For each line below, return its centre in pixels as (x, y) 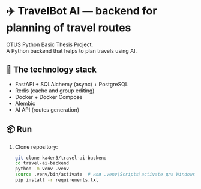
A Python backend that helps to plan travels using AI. (72, 50)
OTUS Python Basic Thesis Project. (49, 44)
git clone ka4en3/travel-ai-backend (61, 158)
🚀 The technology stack (52, 70)
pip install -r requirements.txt (57, 180)
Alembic (25, 103)
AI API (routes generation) (47, 109)
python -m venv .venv (42, 169)
